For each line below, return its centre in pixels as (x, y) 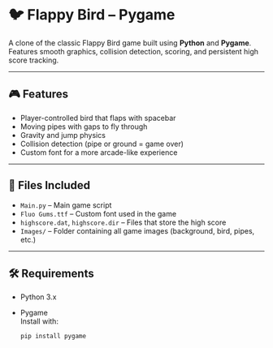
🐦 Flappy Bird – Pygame (92, 15)
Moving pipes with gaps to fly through (84, 127)
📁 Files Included (50, 185)
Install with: (39, 321)
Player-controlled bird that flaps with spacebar (98, 118)
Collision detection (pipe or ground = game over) (102, 144)
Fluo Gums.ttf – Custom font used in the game (98, 213)
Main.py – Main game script (66, 205)
